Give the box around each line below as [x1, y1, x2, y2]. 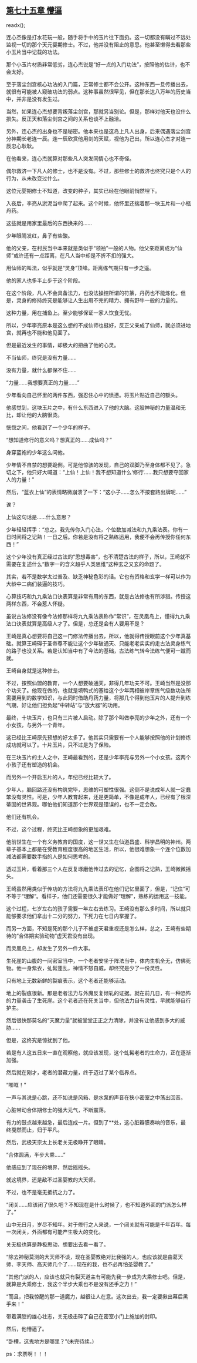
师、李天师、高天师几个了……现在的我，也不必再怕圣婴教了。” [6, 1260, 154, 1268]
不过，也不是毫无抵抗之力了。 [6, 1188, 78, 1195]
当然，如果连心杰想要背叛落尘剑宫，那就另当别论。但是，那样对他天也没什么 [6, 108, 191, 115]
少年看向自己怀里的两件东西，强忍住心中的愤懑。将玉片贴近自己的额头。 [6, 391, 181, 398]
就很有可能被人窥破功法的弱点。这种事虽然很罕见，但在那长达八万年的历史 [6, 88, 186, 95]
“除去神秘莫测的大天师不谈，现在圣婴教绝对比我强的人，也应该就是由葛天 [6, 1253, 184, 1260]
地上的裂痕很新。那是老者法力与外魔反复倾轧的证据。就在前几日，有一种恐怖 [6, 989, 191, 996]
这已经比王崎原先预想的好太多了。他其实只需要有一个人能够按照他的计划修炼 [6, 734, 191, 741]
